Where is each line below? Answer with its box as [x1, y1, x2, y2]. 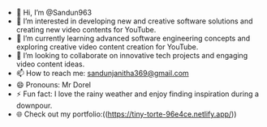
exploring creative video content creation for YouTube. [15, 42, 199, 52]
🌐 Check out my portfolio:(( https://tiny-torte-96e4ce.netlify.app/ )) [15, 109, 237, 119]
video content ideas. [15, 59, 85, 69]
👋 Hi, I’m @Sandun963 [15, 8, 92, 17]
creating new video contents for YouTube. [15, 25, 157, 34]
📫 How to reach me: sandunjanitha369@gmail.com [15, 69, 189, 78]
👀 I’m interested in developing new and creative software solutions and [15, 16, 253, 26]
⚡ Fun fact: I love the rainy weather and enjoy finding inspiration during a [15, 89, 260, 99]
